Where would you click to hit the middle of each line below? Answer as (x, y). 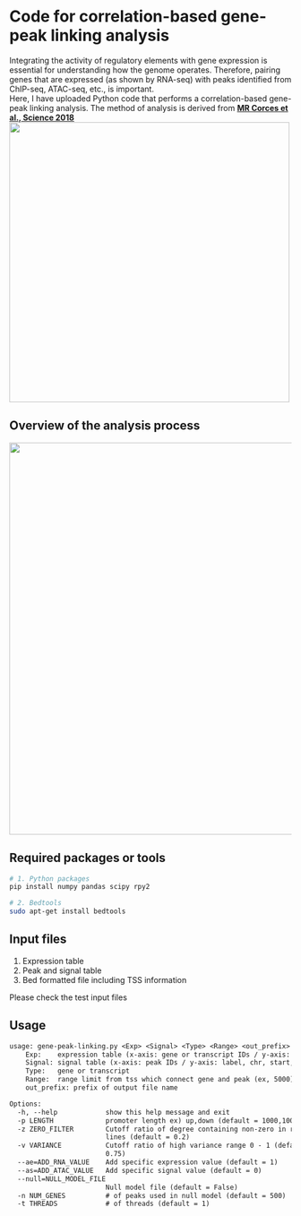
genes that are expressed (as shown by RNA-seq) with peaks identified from (150, 79)
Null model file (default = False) (172, 1187)
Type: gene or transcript (77, 1071)
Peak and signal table (62, 970)
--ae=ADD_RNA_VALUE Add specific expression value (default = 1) (148, 1162)
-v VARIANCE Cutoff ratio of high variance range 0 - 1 (144, 1146)
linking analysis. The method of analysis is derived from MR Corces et (159, 108)
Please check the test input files (69, 997)
